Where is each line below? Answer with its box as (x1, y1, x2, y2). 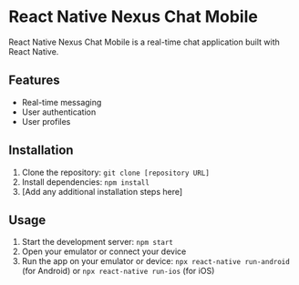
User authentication (21, 107, 97, 117)
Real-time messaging (21, 97, 102, 107)
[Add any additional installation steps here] (21, 186, 183, 197)
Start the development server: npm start (21, 237, 174, 248)
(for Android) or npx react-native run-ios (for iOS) (21, 266, 215, 277)
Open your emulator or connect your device (21, 246, 187, 257)
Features (8, 73, 60, 88)
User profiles (21, 116, 71, 127)
